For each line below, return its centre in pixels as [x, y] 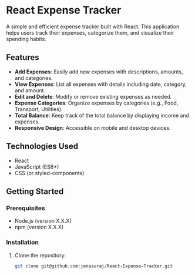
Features [23, 57]
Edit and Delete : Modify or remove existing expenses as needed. [93, 96]
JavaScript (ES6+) [37, 167]
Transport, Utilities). [38, 109]
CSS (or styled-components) [49, 173]
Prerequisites [26, 208]
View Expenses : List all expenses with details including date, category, [100, 84]
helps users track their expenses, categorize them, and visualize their [90, 32]
